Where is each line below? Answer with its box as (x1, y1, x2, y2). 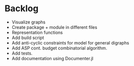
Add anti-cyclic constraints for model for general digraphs (11, 40, 130, 45)
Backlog (4, 3, 39, 14)
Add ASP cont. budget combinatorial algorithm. (11, 45, 107, 51)
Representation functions (11, 29, 63, 35)
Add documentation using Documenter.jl (11, 55, 94, 61)
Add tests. (11, 50, 33, 56)
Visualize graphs (11, 19, 46, 25)
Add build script (11, 35, 45, 41)
